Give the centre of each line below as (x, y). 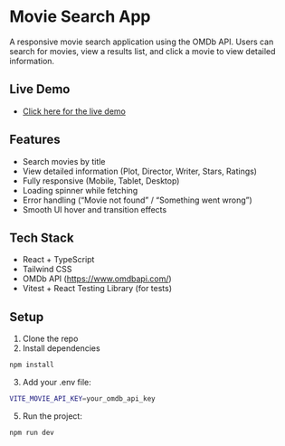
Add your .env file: (57, 383)
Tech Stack (42, 237)
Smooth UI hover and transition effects (95, 209)
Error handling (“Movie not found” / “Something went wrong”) (138, 200)
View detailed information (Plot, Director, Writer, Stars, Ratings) (140, 171)
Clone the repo (50, 339)
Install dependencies (62, 348)
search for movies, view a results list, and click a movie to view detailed (142, 51)
